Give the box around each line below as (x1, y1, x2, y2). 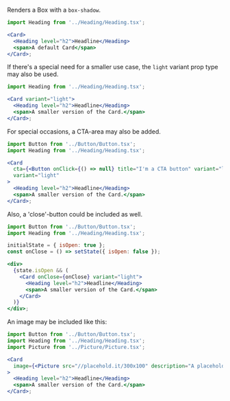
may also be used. (7, 70, 59, 78)
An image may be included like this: (7, 318, 107, 326)
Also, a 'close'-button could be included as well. (7, 210, 143, 218)
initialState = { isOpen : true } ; (7, 242, 106, 249)
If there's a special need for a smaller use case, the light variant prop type (7, 63, 218, 71)
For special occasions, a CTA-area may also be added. (7, 127, 161, 136)
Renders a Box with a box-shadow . (7, 6, 101, 14)
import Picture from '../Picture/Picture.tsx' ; (7, 343, 146, 350)
